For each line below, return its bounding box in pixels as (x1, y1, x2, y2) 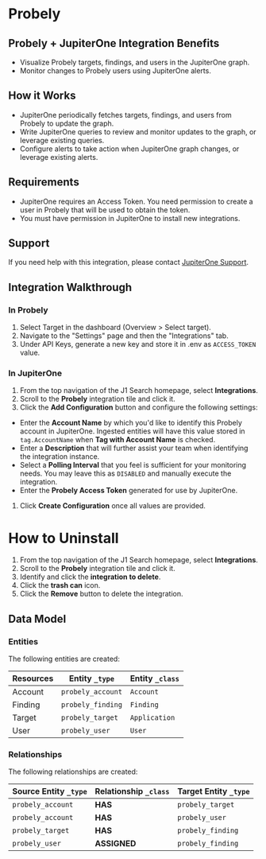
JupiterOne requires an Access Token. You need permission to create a (19, 196, 253, 206)
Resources (12, 673, 54, 684)
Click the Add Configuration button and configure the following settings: (19, 402, 258, 412)
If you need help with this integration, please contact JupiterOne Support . (8, 258, 249, 267)
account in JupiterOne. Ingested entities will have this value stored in (19, 426, 245, 436)
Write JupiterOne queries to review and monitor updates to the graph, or (19, 126, 256, 136)
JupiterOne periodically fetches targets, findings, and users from (19, 110, 232, 119)
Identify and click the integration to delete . (19, 572, 161, 581)
